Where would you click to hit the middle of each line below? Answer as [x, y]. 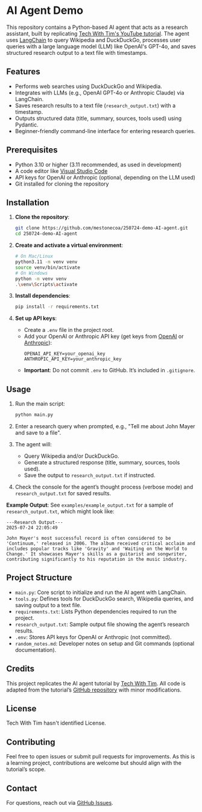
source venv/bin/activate [47, 267]
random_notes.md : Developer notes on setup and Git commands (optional [105, 643]
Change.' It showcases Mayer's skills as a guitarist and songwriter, [97, 554]
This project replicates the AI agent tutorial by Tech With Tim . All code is [96, 683]
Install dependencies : [43, 296]
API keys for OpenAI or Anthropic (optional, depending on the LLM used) [105, 177]
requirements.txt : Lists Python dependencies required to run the [96, 611]
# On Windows [31, 273]
